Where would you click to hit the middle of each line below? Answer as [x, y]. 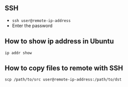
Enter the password [32, 25]
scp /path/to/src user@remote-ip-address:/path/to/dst [63, 79]
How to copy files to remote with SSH [64, 68]
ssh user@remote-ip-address [41, 20]
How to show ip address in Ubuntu [59, 41]
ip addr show [18, 53]
